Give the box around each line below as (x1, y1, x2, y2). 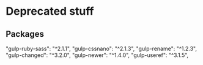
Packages (6, 29, 44, 39)
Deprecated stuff (6, 4, 94, 18)
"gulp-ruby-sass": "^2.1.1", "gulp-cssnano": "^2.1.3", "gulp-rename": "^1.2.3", (6, 45, 197, 52)
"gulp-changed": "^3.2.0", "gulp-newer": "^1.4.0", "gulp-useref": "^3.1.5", (6, 52, 189, 59)
